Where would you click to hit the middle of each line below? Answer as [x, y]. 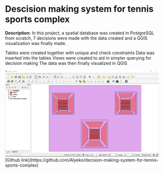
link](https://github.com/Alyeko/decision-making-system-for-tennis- [90, 160]
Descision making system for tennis [79, 9]
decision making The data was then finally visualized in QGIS [66, 63]
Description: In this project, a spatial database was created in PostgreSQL [80, 33]
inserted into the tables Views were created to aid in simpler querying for [78, 58]
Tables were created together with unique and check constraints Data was [80, 53]
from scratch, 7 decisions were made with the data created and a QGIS [76, 38]
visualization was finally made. [36, 43]
